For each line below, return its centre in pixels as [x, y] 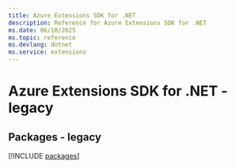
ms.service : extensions [47, 52]
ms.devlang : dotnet [40, 45]
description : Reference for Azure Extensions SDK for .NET [108, 23]
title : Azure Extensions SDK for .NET [72, 15]
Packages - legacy [55, 137]
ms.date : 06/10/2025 [42, 30]
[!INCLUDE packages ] [44, 156]
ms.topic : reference [42, 37]
